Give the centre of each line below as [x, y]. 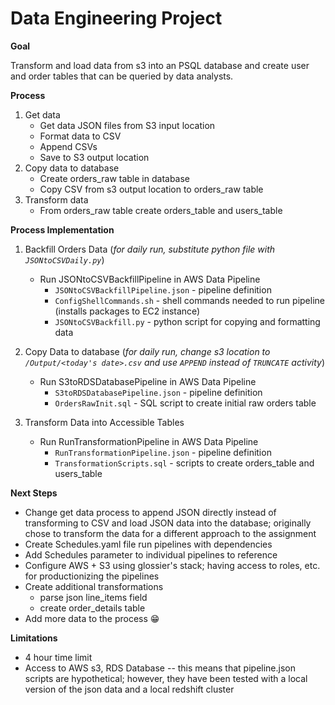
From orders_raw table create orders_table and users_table [161, 210]
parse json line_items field [93, 597]
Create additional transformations [94, 586]
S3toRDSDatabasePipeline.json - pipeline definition [158, 392]
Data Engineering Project [116, 18]
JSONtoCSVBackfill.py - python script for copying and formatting [187, 321]
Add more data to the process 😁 [92, 618]
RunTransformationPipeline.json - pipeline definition [163, 452]
